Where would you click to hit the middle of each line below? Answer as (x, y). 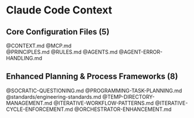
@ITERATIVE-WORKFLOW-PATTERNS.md (103, 103)
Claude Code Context (59, 10)
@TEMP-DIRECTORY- (128, 96)
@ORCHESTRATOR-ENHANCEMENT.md (123, 109)
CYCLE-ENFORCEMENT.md (39, 109)
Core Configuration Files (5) (58, 32)
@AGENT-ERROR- (141, 52)
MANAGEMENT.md (29, 103)
